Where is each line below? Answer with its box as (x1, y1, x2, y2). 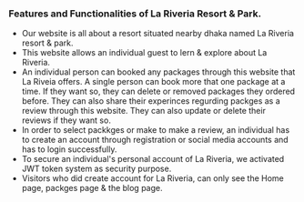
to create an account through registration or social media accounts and (21, 135, 289, 146)
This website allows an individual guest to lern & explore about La (21, 47, 268, 58)
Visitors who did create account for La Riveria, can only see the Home (21, 173, 284, 184)
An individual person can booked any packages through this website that (21, 66, 296, 77)
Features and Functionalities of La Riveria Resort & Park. (8, 7, 261, 20)
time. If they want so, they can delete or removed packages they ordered (21, 86, 296, 97)
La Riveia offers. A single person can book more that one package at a (21, 76, 286, 87)
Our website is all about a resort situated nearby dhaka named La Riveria (21, 28, 295, 39)
